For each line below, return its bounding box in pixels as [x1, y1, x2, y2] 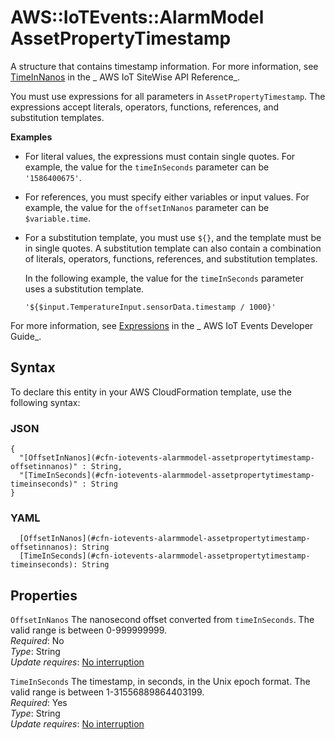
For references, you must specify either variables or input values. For [24, 191, 310, 203]
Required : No [10, 635, 65, 647]
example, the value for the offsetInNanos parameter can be [24, 201, 270, 213]
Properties [10, 587, 78, 604]
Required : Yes [10, 697, 68, 709]
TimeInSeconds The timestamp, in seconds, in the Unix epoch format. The [10, 676, 311, 688]
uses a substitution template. [24, 282, 145, 295]
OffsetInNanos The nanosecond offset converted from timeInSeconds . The [10, 614, 315, 626]
